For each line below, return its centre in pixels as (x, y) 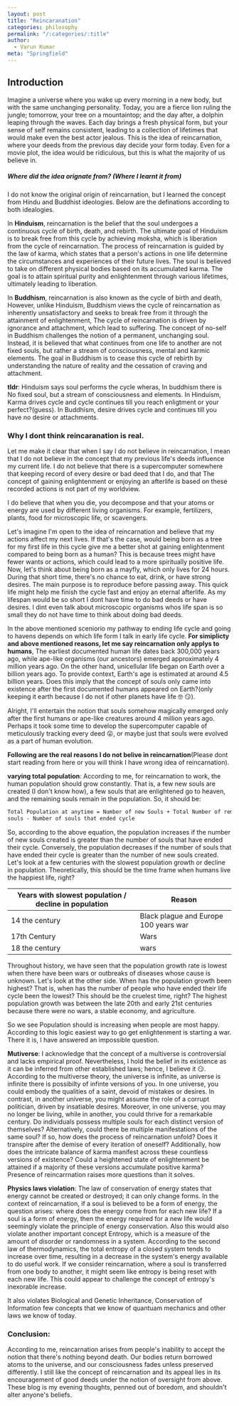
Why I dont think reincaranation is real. (76, 435)
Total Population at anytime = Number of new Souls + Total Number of (114, 812)
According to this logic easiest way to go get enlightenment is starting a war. (119, 1032)
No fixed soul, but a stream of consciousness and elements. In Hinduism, (115, 394)
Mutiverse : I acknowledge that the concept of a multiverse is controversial (117, 1053)
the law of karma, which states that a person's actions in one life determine (117, 253)
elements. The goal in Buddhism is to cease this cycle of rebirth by (105, 358)
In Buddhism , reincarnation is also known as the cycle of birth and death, (115, 297)
